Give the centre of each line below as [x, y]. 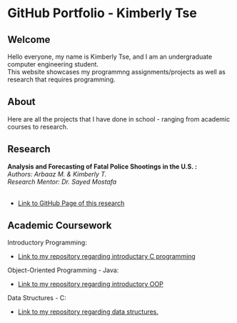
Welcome [29, 40]
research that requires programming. [61, 79]
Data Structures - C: [37, 298]
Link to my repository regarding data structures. [88, 312]
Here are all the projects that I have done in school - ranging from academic [119, 119]
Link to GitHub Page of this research [71, 203]
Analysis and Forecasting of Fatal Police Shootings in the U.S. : [102, 167]
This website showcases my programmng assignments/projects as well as [117, 72]
